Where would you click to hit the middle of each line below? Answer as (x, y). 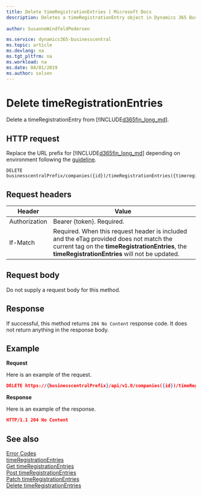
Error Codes (21, 453)
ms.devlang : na (25, 51)
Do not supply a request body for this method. (63, 289)
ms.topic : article (29, 45)
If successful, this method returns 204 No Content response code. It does (97, 323)
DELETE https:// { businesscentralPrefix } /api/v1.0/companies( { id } (90, 386)
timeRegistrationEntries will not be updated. (116, 254)
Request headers (39, 194)
